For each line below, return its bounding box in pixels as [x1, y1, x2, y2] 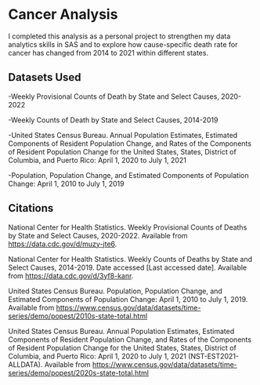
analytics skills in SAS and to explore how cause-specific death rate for [8, 39, 238, 49]
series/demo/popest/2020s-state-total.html [8, 368, 149, 377]
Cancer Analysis [8, 5, 118, 24]
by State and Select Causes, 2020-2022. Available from [8, 231, 188, 240]
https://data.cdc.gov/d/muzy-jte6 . [8, 239, 117, 249]
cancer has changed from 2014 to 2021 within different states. [8, 48, 209, 57]
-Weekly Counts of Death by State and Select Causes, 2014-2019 [8, 115, 218, 125]
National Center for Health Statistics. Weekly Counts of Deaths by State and [8, 254, 253, 263]
